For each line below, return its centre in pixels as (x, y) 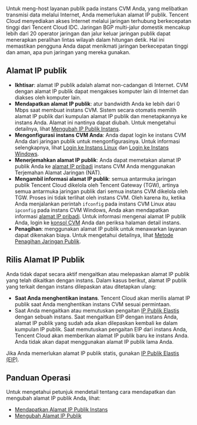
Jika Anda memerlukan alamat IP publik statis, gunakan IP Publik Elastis (93, 353)
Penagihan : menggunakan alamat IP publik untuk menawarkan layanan (101, 228)
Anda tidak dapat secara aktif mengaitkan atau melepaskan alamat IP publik (98, 274)
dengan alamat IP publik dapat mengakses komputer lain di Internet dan (102, 91)
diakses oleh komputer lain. (48, 97)
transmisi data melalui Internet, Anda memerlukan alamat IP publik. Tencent (98, 15)
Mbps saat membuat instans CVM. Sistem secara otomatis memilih (96, 110)
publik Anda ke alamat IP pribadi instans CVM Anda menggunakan (95, 166)
